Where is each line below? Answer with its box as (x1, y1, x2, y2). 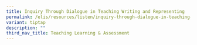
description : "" (6, 25, 46, 31)
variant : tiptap (6, 19, 46, 25)
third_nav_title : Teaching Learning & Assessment (6, 30, 130, 36)
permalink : (6, 14, 33, 20)
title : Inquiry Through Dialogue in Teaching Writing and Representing (6, 8, 185, 15)
